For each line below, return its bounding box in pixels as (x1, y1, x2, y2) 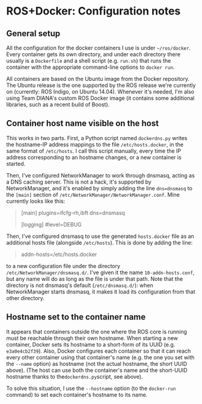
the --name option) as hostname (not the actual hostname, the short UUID (6, 360, 188, 367)
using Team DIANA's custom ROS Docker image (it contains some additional (6, 95, 195, 101)
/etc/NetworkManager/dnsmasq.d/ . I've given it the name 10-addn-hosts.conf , (6, 269, 195, 276)
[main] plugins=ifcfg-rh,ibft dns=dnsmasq (20, 209, 125, 216)
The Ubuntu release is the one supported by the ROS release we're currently (6, 82, 196, 89)
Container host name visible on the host (6, 118, 159, 129)
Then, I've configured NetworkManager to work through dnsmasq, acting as (6, 172, 195, 179)
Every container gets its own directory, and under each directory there (6, 51, 180, 58)
